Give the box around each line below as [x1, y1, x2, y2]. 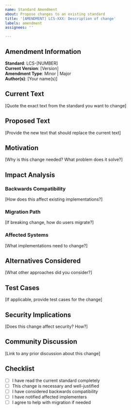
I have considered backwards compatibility [12, 388, 98, 394]
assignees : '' [5, 25, 34, 30]
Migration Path [5, 208, 41, 215]
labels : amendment [5, 20, 42, 26]
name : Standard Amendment [5, 7, 57, 12]
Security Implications [5, 310, 71, 319]
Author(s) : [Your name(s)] [5, 76, 58, 82]
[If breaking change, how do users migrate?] [5, 220, 94, 225]
